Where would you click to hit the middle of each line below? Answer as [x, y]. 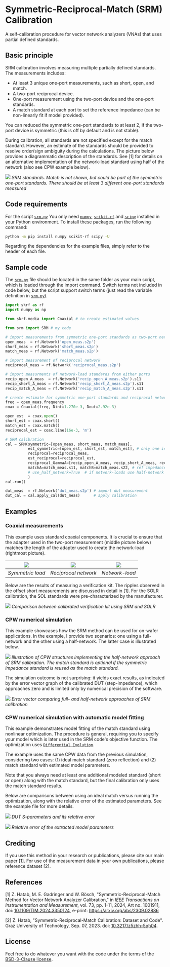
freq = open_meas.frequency [35, 402]
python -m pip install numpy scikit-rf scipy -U [57, 237]
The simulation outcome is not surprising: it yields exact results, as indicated [85, 678]
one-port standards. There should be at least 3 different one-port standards [85, 183]
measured [16, 188]
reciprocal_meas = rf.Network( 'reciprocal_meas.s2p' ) [63, 365]
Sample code [26, 267]
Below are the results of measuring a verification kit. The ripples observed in [85, 585]
